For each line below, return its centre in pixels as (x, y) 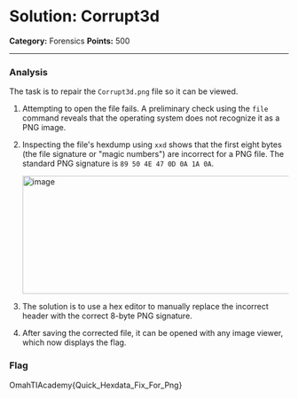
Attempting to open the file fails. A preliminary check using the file (145, 109)
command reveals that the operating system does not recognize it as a (151, 118)
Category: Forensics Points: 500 (70, 41)
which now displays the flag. (74, 342)
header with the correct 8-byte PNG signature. (107, 316)
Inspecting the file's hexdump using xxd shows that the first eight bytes (152, 145)
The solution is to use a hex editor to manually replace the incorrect (145, 307)
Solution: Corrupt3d (84, 16)
